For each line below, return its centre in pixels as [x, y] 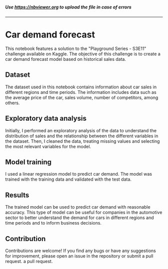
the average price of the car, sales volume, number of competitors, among [82, 97]
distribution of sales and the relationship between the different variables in [82, 136]
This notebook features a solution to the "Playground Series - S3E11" [76, 48]
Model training [28, 162]
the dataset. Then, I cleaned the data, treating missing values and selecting [82, 141]
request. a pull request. [29, 261]
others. [12, 103]
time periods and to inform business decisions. [53, 223]
